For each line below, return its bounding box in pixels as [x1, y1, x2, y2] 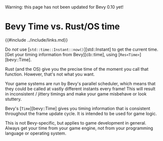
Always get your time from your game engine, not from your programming [5, 125, 153, 131]
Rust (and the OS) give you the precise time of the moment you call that [5, 66, 149, 72]
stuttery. [5, 96, 22, 102]
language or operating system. [5, 130, 67, 136]
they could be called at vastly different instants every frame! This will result [5, 86, 156, 92]
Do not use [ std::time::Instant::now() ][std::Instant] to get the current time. [5, 46, 159, 52]
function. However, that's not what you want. [5, 71, 95, 77]
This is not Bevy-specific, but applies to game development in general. [5, 120, 147, 125]
